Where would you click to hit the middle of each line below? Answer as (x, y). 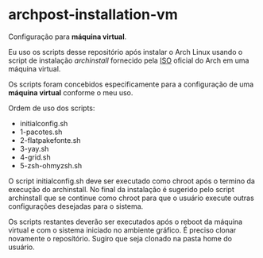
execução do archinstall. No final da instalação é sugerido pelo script (121, 189)
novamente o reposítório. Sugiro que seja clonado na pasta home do (120, 238)
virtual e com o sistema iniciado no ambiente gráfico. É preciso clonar (122, 230)
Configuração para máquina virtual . (68, 37)
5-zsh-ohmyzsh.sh (51, 165)
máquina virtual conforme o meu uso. (71, 92)
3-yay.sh (34, 148)
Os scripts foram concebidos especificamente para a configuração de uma (131, 84)
